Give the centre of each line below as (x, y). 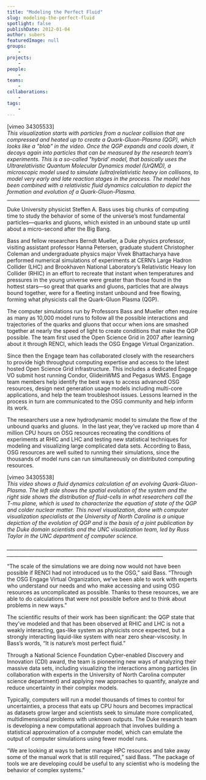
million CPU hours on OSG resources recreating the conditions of (89, 432)
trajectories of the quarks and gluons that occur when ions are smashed (98, 324)
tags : (14, 103)
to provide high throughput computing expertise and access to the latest (98, 362)
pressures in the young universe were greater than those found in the (94, 280)
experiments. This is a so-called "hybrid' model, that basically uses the (97, 159)
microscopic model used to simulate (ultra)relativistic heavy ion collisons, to (103, 172)
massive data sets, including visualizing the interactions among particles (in (102, 668)
